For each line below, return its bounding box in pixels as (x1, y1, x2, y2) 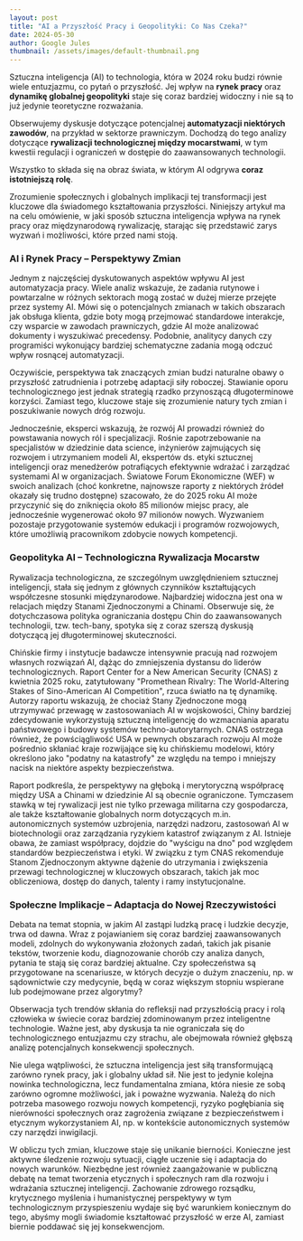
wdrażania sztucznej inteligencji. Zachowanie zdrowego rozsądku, (9, 1183, 256, 1194)
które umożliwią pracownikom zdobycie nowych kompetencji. (9, 529, 238, 540)
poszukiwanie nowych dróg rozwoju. (9, 406, 146, 417)
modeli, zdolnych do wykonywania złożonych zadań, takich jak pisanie (9, 938, 271, 949)
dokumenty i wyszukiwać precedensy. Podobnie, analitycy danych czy (9, 331, 272, 342)
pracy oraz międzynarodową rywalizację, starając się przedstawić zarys (9, 221, 278, 231)
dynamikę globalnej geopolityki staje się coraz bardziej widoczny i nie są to (9, 91, 294, 102)
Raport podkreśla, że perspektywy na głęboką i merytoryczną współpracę (9, 779, 284, 791)
